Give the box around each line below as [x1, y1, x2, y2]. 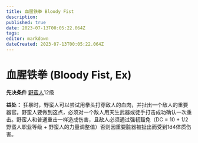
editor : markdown [6, 36, 49, 42]
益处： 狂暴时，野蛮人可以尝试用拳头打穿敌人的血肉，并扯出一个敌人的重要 [6, 101, 189, 108]
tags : [6, 30, 19, 36]
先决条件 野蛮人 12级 [6, 88, 55, 96]
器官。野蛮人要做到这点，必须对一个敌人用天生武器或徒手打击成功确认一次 [6, 108, 187, 115]
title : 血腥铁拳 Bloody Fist [6, 8, 74, 15]
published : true [6, 19, 46, 25]
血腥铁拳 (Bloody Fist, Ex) [6, 69, 131, 82]
